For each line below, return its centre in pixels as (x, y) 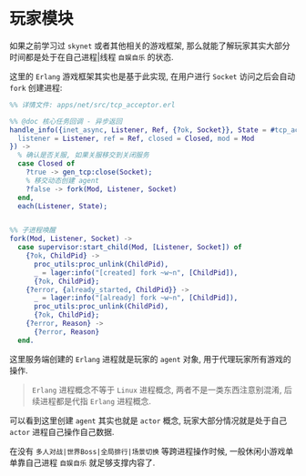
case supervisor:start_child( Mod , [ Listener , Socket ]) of (130, 248)
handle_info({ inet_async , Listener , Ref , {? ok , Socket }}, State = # (142, 130)
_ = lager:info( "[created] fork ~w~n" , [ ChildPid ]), (136, 273)
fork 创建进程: (36, 87)
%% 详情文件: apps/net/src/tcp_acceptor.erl (92, 105)
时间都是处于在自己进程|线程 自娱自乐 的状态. (92, 56)
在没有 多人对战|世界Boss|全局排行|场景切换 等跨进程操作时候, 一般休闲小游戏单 (152, 451)
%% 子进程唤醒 (33, 230)
